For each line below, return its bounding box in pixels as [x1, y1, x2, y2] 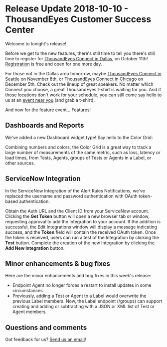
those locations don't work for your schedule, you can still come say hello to [5, 92, 162, 98]
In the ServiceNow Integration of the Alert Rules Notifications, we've [5, 187, 146, 193]
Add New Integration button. [5, 245, 65, 251]
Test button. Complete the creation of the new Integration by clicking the [5, 240, 155, 246]
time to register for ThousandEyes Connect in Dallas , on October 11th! [5, 55, 148, 61]
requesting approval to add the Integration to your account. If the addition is [5, 218, 161, 224]
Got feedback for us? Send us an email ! [5, 337, 86, 343]
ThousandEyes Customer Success [5, 13, 152, 25]
